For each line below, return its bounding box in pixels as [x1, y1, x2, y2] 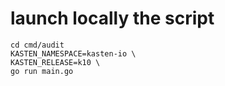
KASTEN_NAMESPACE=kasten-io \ [10, 48, 137, 59]
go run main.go [10, 66, 74, 76]
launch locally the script [10, 7, 215, 30]
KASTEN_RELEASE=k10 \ [10, 57, 101, 67]
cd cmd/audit [10, 40, 65, 50]
